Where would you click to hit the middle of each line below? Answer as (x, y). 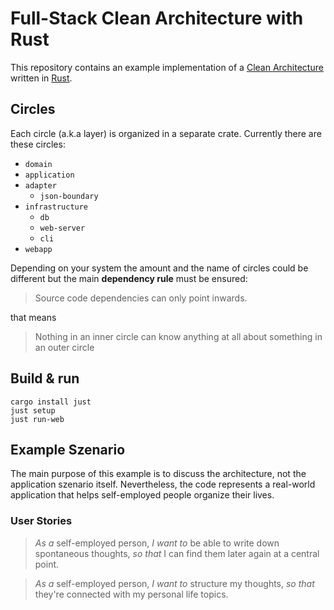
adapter (40, 185)
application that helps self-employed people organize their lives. (142, 495)
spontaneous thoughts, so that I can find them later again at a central (177, 553)
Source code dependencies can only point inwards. (141, 298)
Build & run (45, 378)
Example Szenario (68, 449)
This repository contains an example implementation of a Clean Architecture (167, 67)
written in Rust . (41, 78)
